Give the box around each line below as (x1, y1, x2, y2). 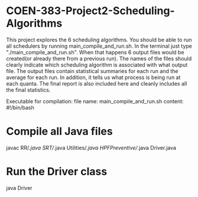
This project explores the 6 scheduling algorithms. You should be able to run (6, 36, 192, 43)
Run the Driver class (6, 165, 108, 178)
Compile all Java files (6, 125, 113, 138)
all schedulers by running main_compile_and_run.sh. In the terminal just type (6, 42, 192, 50)
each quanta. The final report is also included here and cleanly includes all (6, 80, 187, 87)
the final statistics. (6, 86, 51, 93)
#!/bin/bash (6, 104, 34, 111)
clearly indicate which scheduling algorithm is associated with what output (6, 61, 188, 68)
